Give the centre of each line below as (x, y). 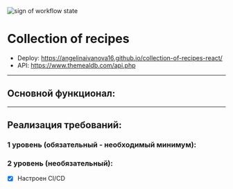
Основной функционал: (61, 94)
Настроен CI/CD (41, 179)
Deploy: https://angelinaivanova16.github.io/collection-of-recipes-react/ (120, 57)
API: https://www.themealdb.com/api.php (77, 65)
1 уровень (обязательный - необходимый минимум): (102, 145)
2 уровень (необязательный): (60, 163)
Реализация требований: (64, 125)
